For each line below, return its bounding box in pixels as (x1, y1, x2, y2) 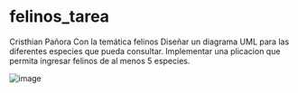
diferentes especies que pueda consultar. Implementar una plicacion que (9, 45, 281, 56)
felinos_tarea (9, 6, 110, 27)
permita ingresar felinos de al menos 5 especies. (9, 55, 191, 66)
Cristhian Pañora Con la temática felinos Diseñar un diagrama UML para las (9, 36, 290, 47)
